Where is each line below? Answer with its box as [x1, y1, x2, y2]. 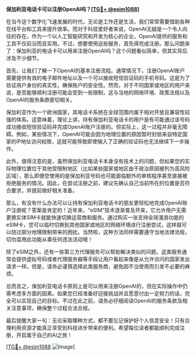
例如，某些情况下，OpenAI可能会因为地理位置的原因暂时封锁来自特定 [16, 131, 183, 137]
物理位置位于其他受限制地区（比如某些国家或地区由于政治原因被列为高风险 [10, 165, 190, 172]
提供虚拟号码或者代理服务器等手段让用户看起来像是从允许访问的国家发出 [16, 255, 190, 262]
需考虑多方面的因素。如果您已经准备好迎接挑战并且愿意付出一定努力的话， [6, 290, 185, 297]
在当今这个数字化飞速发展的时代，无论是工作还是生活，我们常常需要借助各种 [6, 18, 190, 25]
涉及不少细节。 [6, 55, 42, 61]
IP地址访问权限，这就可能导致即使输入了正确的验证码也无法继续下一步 [16, 138, 185, 145]
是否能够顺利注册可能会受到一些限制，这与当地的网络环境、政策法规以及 [16, 89, 190, 96]
